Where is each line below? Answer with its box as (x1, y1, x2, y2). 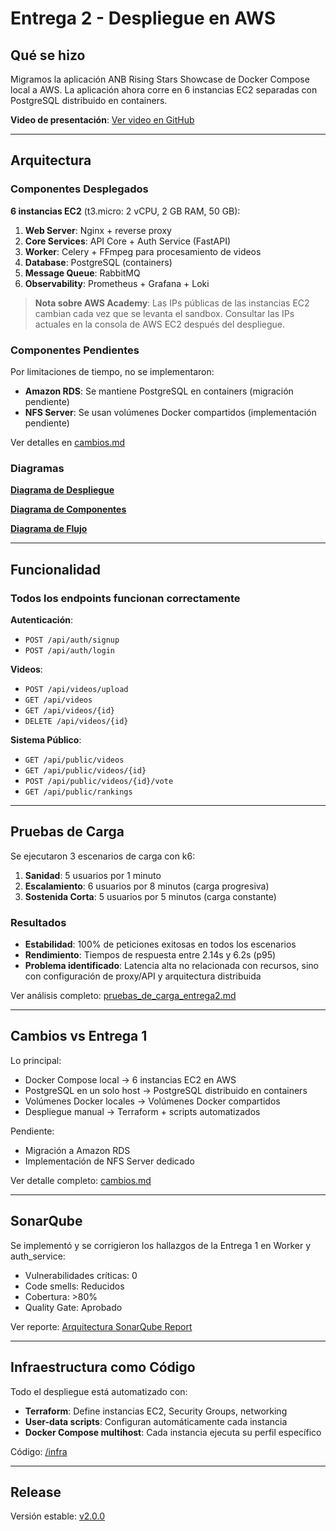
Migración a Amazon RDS (24, 1144, 131, 1156)
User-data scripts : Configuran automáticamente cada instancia (24, 1415, 288, 1427)
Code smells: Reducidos (24, 1280, 125, 1292)
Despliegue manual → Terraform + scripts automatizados (24, 1105, 261, 1117)
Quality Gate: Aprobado (24, 1301, 123, 1313)
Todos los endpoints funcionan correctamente (10, 591, 241, 605)
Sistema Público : (10, 733, 82, 746)
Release (10, 1483, 62, 1501)
